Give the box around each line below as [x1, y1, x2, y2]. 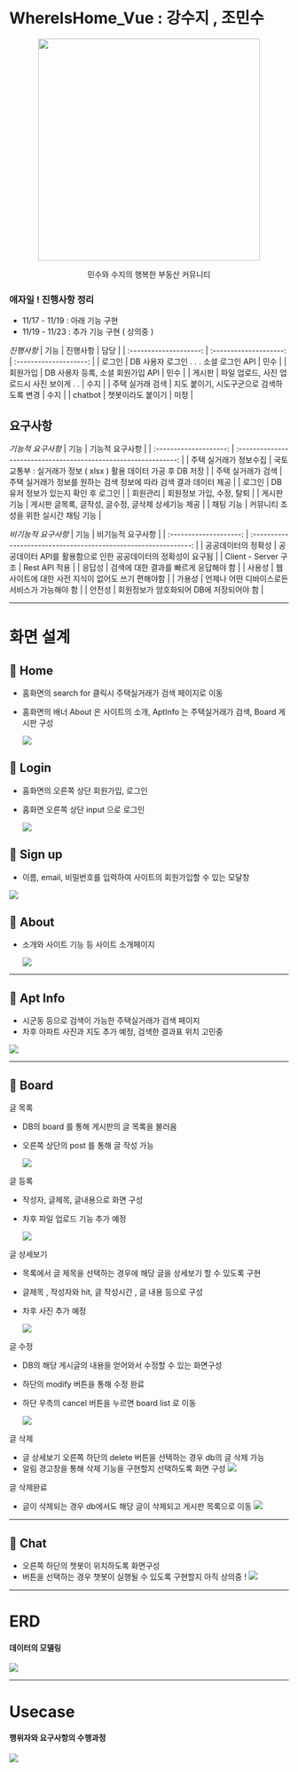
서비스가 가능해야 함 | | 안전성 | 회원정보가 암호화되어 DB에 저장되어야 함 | [9, 584, 264, 595]
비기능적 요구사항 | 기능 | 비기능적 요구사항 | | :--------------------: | [9, 529, 249, 540]
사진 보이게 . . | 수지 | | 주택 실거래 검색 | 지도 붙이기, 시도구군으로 [32, 378, 260, 389]
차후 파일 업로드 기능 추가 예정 [21, 1213, 127, 1224]
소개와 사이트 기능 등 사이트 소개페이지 [21, 939, 155, 950]
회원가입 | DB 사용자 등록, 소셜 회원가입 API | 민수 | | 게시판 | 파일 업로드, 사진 [9, 368, 278, 378]
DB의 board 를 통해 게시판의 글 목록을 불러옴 [21, 1121, 177, 1132]
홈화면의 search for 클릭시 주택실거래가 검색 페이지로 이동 [21, 687, 223, 698]
